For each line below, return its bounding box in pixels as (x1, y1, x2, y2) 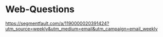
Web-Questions (5, 4, 75, 15)
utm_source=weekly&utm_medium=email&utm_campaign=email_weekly (5, 25, 158, 31)
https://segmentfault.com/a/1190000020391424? (5, 20, 110, 26)
